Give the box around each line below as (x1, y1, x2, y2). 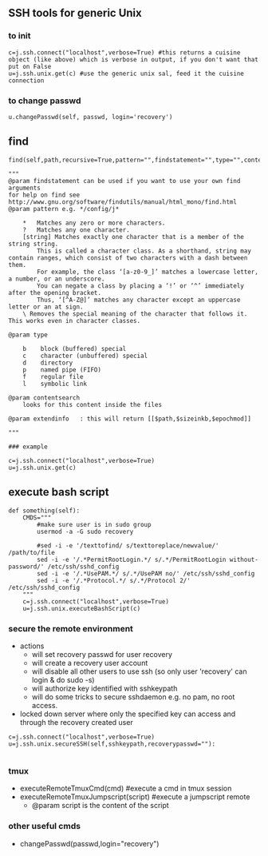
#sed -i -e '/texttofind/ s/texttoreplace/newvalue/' (37, 541, 219, 550)
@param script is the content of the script (31, 801, 169, 810)
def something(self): (8, 507, 81, 515)
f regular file (22, 372, 84, 380)
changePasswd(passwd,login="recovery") (19, 838, 160, 848)
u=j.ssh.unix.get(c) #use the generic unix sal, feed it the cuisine (8, 70, 245, 78)
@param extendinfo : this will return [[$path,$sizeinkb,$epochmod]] (8, 415, 251, 423)
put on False (8, 62, 52, 70)
